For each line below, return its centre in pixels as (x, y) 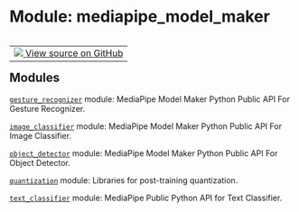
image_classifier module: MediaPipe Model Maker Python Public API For (146, 126)
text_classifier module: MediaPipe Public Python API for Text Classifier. (146, 198)
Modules (35, 77)
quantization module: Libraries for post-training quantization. (124, 180)
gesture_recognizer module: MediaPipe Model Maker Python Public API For (150, 99)
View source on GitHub (75, 53)
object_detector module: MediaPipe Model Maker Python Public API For (144, 153)
